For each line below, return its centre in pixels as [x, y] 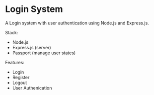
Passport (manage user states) [44, 53]
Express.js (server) [32, 47]
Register [21, 77]
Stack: [12, 32]
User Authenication [32, 88]
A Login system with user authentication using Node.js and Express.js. [77, 23]
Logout [20, 83]
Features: [15, 62]
